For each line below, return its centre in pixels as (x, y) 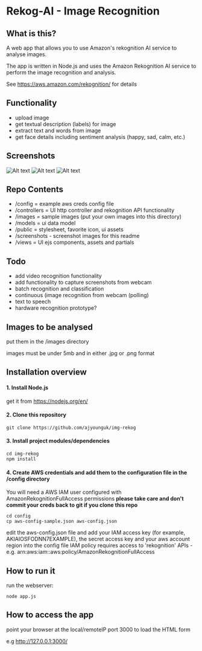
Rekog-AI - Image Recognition (83, 11)
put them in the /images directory (48, 342)
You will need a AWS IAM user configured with (64, 492)
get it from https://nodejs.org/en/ (47, 401)
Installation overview (47, 372)
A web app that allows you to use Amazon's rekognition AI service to (91, 48)
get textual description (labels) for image (65, 124)
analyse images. (27, 54)
